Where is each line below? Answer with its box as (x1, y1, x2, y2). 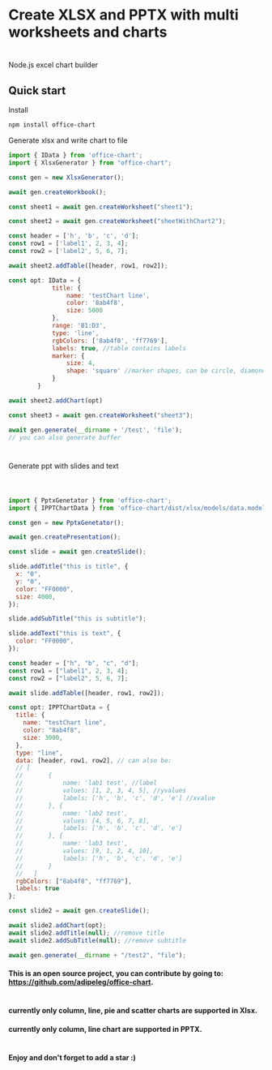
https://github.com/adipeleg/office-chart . (8, 978, 154, 987)
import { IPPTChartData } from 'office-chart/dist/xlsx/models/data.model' (8, 504, 270, 512)
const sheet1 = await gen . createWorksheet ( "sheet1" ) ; (8, 203, 194, 211)
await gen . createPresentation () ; (8, 533, 121, 541)
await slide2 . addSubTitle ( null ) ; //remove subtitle (8, 936, 186, 944)
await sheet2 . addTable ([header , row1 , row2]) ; (8, 261, 168, 269)
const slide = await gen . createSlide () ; (8, 548, 147, 556)
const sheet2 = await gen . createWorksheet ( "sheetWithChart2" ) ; (8, 217, 227, 226)
